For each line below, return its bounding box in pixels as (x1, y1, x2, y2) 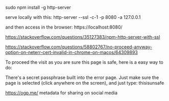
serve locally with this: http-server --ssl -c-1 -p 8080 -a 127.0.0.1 (5, 14, 141, 20)
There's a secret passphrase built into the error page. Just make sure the (5, 74, 159, 81)
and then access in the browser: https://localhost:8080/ (5, 24, 123, 30)
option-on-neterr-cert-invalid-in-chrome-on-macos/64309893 (5, 49, 138, 55)
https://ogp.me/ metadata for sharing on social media (5, 90, 118, 96)
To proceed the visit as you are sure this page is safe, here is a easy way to (5, 59, 163, 65)
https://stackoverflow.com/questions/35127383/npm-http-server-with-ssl (5, 34, 160, 40)
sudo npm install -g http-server (5, 5, 71, 10)
